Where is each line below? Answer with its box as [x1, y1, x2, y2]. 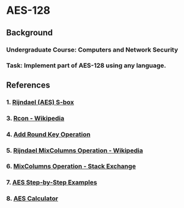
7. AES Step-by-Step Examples [6, 178, 98, 186]
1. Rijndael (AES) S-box [6, 98, 74, 106]
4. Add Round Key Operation [6, 130, 91, 138]
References [6, 80, 50, 90]
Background [6, 28, 53, 38]
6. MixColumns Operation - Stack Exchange [6, 162, 136, 171]
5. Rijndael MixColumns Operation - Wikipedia [6, 146, 143, 155]
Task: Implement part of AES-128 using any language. [6, 61, 167, 70]
